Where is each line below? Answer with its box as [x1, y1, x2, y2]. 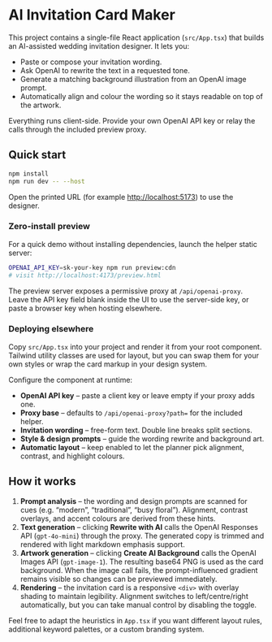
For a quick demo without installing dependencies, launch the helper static [8, 239, 257, 249]
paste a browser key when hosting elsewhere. [8, 303, 162, 313]
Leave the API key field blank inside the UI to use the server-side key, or [8, 294, 249, 304]
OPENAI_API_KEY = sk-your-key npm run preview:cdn [8, 263, 176, 271]
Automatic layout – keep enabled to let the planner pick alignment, [19, 442, 245, 452]
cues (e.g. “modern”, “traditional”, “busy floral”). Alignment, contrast [19, 505, 248, 514]
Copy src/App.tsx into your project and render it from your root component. [8, 341, 262, 351]
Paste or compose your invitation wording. [19, 57, 162, 67]
